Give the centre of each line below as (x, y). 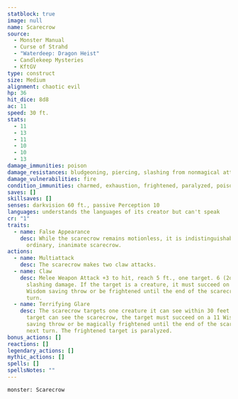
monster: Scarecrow (36, 390)
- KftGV (25, 67)
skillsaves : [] (30, 199)
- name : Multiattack (44, 258)
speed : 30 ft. (28, 113)
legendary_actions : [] (41, 351)
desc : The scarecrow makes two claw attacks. (89, 265)
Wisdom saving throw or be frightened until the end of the (117, 291)
